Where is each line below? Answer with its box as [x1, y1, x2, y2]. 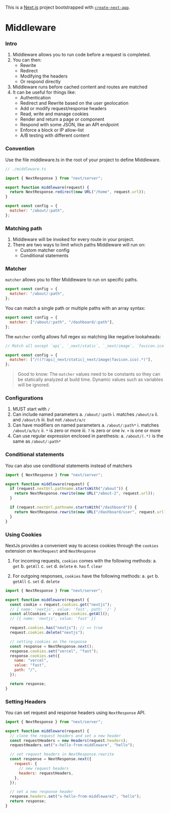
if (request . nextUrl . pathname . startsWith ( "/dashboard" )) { [10, 505, 137, 510]
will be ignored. [17, 382, 50, 388]
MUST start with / [12, 406, 51, 412]
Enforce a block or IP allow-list [20, 127, 84, 133]
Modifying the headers [20, 73, 68, 79]
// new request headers [18, 766, 69, 771]
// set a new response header [10, 789, 73, 794]
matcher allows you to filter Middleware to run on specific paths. [5, 276, 138, 283]
